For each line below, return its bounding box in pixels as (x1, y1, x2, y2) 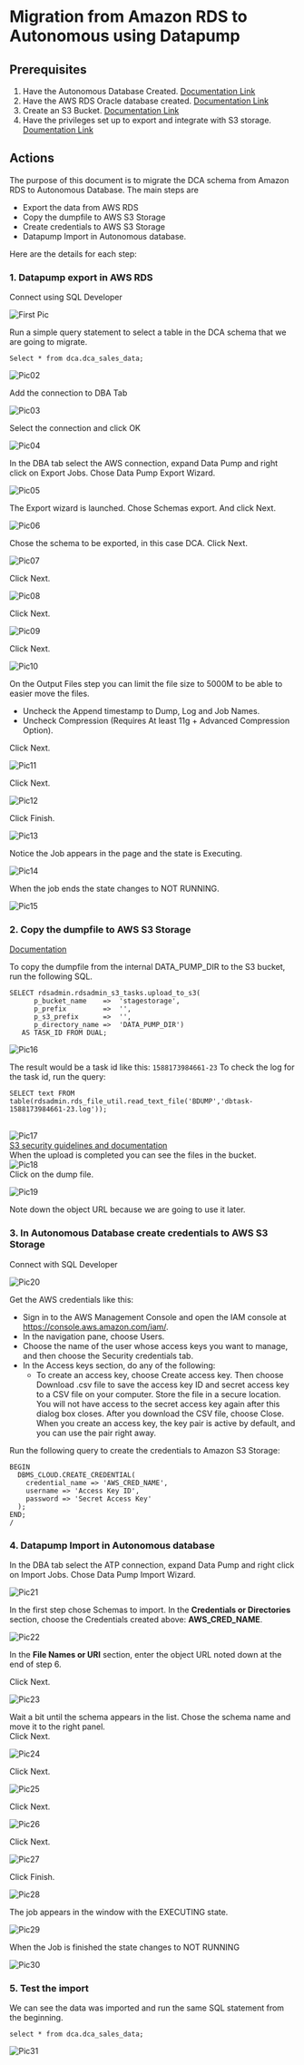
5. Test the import (9, 1982, 89, 1994)
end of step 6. (9, 1659, 62, 1669)
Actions (9, 151, 54, 166)
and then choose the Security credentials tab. (22, 1350, 193, 1361)
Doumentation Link (22, 124, 93, 135)
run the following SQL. (9, 971, 93, 982)
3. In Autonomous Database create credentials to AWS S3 (9, 1227, 269, 1239)
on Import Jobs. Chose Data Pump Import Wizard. (9, 1570, 197, 1580)
